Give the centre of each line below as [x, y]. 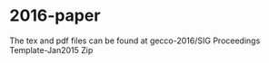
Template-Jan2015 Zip [51, 49]
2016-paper [55, 16]
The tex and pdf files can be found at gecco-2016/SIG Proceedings [135, 40]
